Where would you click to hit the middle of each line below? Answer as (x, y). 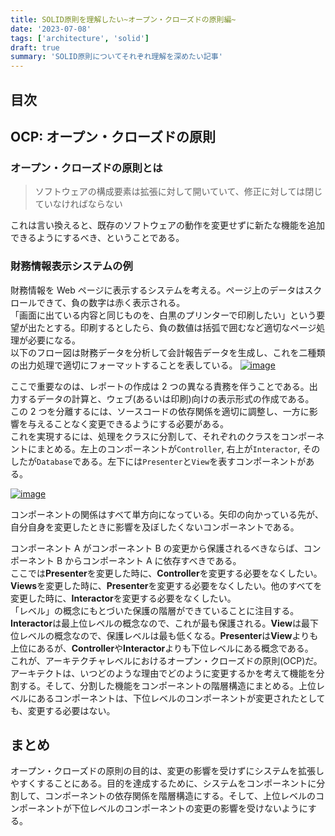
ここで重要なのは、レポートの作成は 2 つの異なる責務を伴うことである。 (160, 386)
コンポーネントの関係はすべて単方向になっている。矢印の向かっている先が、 (167, 514)
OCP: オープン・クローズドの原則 (113, 136)
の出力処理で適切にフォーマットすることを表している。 (124, 365)
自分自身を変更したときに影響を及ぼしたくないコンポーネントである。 (155, 527)
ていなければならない (78, 204)
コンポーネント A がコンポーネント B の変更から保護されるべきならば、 (157, 548)
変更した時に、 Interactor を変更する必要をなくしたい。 (123, 598)
